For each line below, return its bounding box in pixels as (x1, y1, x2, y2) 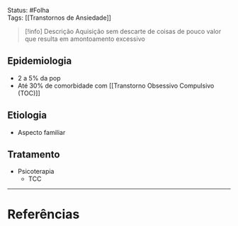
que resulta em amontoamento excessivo (24, 35, 145, 43)
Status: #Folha (7, 6, 50, 14)
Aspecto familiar (17, 128, 66, 136)
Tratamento (7, 148, 60, 161)
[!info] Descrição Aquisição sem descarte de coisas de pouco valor (24, 28, 222, 35)
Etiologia (7, 109, 47, 121)
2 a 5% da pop (17, 73, 61, 82)
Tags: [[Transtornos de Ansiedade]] (7, 13, 112, 22)
